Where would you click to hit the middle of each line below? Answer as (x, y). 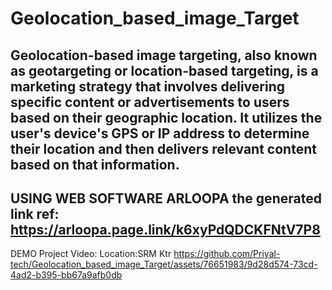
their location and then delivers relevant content (163, 148)
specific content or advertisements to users (150, 102)
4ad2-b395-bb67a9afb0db (66, 275)
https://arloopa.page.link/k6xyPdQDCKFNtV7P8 (165, 229)
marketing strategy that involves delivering (148, 86)
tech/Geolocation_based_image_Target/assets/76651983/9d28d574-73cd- (164, 264)
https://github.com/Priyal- (227, 254)
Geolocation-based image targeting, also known (164, 55)
